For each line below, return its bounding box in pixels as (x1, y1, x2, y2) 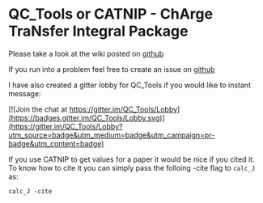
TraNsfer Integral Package (8, 22, 189, 40)
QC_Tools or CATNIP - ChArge (8, 5, 213, 23)
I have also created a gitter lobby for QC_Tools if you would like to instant (8, 80, 251, 90)
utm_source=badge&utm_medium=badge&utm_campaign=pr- (8, 130, 215, 140)
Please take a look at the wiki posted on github (8, 49, 164, 58)
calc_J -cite (8, 187, 53, 195)
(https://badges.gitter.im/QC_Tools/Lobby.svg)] (8, 112, 166, 122)
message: (8, 88, 41, 98)
